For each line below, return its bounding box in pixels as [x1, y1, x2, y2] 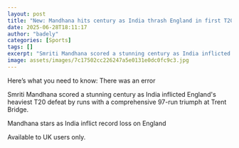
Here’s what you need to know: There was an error [7, 76, 156, 85]
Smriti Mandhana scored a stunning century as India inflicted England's [7, 90, 217, 98]
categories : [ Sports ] [7, 37, 72, 44]
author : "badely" [7, 30, 59, 38]
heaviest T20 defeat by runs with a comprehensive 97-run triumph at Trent [7, 97, 227, 106]
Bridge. [7, 105, 29, 114]
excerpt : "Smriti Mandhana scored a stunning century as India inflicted [7, 51, 231, 58]
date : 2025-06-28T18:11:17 [7, 23, 87, 31]
